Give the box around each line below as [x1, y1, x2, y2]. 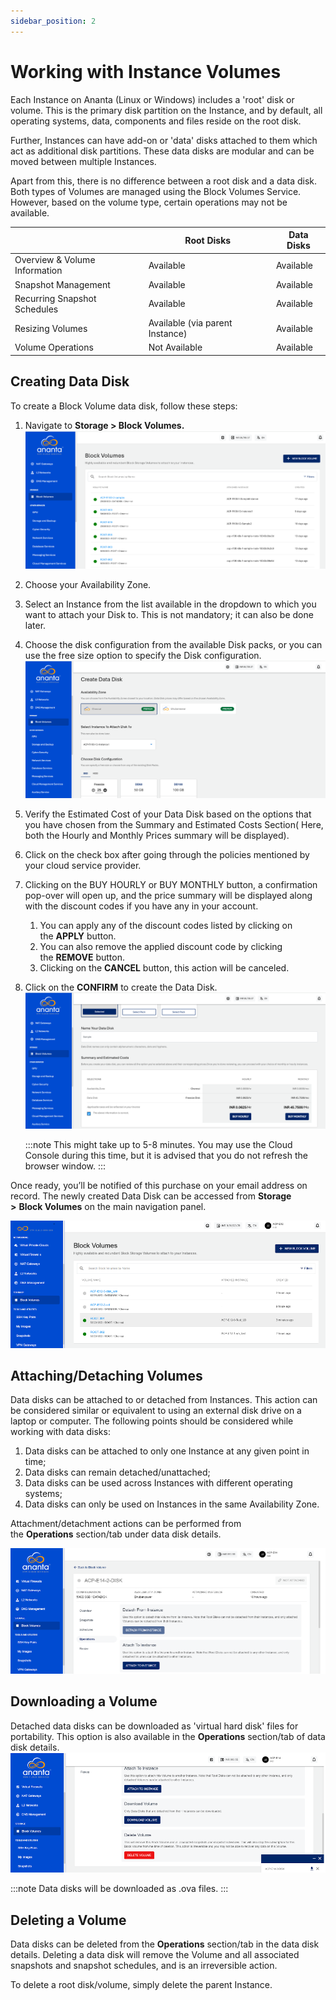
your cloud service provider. [24, 860, 142, 872]
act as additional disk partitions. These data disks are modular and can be [10, 145, 315, 157]
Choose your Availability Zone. [24, 579, 152, 591]
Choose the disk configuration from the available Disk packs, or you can [24, 639, 323, 651]
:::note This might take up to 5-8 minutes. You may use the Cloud [24, 1138, 293, 1150]
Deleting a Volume [10, 1911, 127, 1929]
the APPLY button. [39, 930, 117, 942]
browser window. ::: [24, 1160, 107, 1172]
